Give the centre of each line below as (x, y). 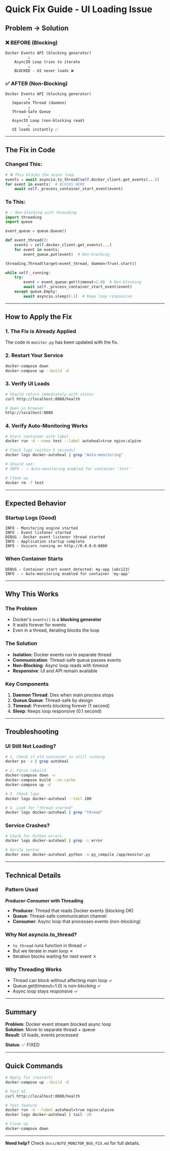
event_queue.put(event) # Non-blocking (67, 254)
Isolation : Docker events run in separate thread (62, 654)
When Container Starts (34, 559)
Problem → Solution (37, 28)
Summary (21, 1012)
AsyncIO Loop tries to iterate (47, 62)
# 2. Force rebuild (26, 771)
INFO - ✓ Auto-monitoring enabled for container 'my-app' (68, 574)
